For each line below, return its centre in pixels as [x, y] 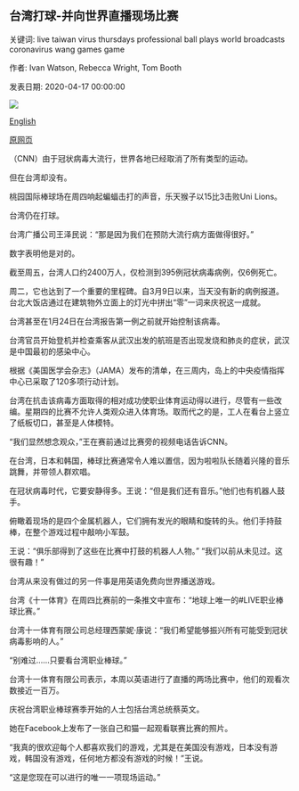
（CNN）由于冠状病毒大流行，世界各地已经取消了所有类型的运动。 [131, 158]
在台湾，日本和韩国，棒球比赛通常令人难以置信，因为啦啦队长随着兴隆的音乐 [149, 460]
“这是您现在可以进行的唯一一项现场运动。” [85, 777]
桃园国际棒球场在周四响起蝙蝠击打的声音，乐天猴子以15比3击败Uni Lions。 [146, 196]
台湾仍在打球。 [36, 215]
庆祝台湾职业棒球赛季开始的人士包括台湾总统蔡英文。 [107, 709]
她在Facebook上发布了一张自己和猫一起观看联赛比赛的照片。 [121, 728]
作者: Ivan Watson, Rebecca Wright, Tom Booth [96, 67]
